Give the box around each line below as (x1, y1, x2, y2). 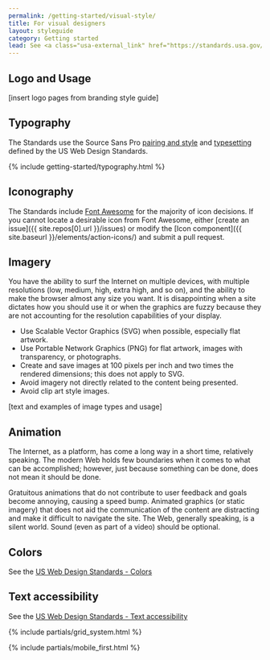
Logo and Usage (8, 72, 92, 85)
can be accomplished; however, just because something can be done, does (8, 464, 259, 473)
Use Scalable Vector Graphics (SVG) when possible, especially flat (19, 327, 241, 336)
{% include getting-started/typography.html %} (8, 162, 166, 171)
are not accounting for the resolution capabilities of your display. (8, 311, 223, 320)
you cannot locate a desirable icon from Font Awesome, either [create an (8, 215, 250, 225)
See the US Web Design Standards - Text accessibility (8, 611, 188, 621)
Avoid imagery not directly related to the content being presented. (19, 377, 239, 387)
